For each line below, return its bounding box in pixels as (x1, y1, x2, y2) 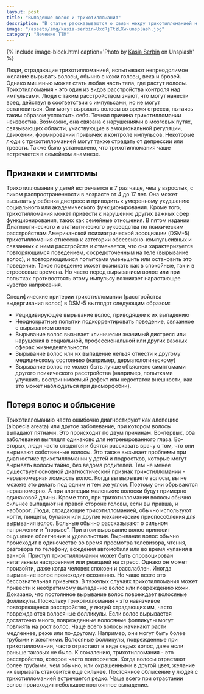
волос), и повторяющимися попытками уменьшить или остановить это (6, 255, 192, 262)
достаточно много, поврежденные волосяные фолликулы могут (6, 616, 174, 623)
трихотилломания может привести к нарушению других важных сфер (6, 210, 190, 217)
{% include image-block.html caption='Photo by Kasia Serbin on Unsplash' (6, 48, 195, 55)
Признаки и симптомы (6, 168, 97, 178)
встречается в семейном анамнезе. (6, 150, 100, 158)
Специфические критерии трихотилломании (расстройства (6, 293, 162, 300)
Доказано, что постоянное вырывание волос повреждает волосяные (6, 591, 188, 598)
